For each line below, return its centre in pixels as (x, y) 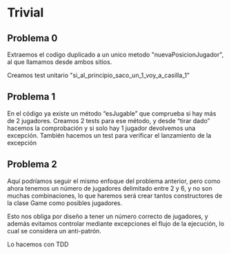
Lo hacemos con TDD (38, 244)
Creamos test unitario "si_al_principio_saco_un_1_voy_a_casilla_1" (99, 75)
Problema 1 (31, 97)
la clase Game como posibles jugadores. (65, 203)
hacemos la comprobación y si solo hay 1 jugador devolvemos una (101, 128)
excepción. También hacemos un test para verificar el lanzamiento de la (109, 135)
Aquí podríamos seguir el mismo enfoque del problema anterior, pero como (114, 181)
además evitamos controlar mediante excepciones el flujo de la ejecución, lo (116, 223)
